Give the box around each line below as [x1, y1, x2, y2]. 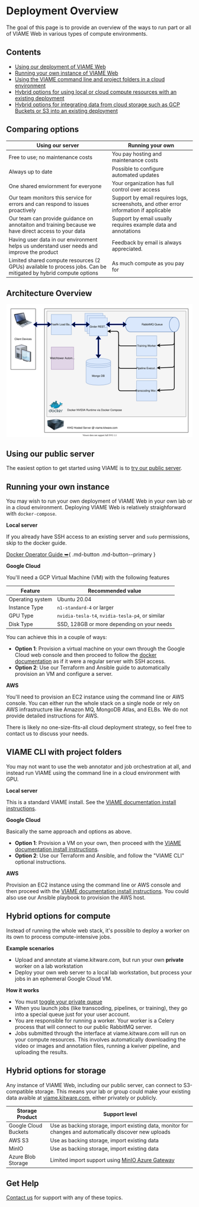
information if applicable [111, 207, 171, 214]
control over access [111, 186, 161, 193]
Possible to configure [111, 165, 164, 172]
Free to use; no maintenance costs [8, 153, 93, 161]
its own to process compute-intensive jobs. [6, 933, 111, 940]
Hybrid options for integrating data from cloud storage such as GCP [14, 101, 181, 108]
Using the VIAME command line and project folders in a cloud [14, 75, 165, 82]
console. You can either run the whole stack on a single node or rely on [6, 700, 180, 707]
